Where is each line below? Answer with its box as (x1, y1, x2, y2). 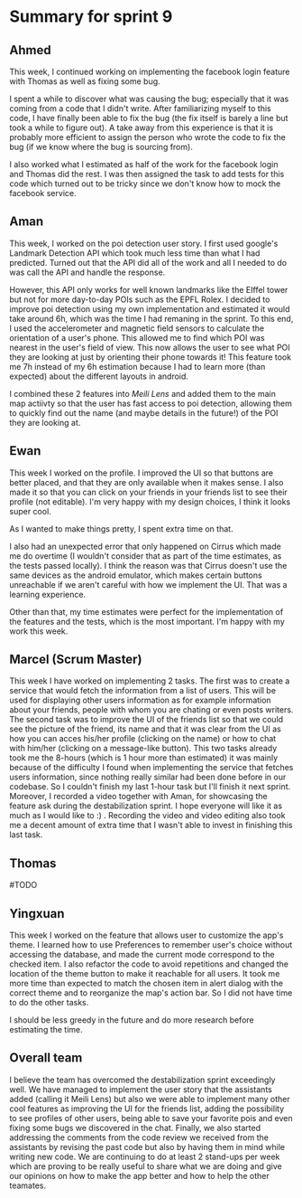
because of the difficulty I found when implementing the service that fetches (9, 762, 294, 773)
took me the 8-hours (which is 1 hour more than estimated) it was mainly (9, 752, 279, 763)
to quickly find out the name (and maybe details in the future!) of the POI (9, 407, 279, 418)
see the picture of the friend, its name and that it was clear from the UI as (9, 723, 281, 734)
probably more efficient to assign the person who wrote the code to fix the (9, 132, 286, 142)
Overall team (9, 1051, 83, 1066)
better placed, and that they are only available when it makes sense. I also (9, 476, 284, 487)
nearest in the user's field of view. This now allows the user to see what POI (9, 342, 290, 353)
